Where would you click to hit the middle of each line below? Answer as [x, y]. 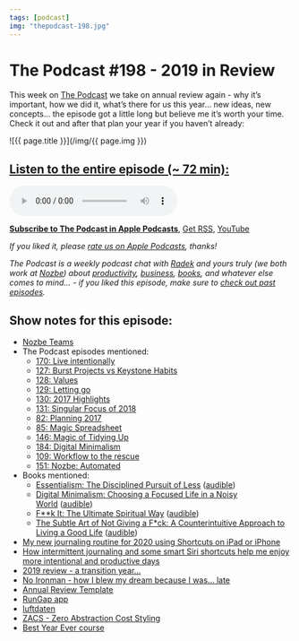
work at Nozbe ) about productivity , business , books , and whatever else [141, 273]
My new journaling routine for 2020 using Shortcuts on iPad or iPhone [151, 542]
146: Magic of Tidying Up [82, 437]
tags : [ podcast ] [39, 17]
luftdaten [38, 609]
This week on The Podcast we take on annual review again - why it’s [135, 95]
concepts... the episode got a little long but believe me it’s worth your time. [147, 114]
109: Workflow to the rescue [88, 456]
